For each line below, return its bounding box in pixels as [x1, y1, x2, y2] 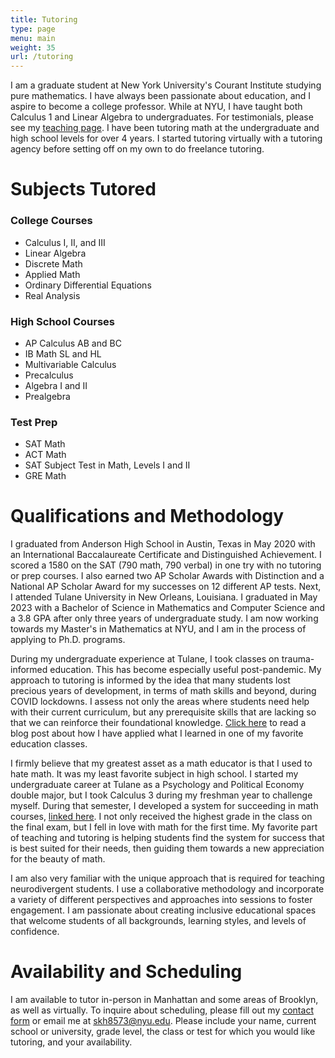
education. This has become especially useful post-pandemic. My [49, 664, 322, 676]
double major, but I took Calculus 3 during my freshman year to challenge [10, 789, 313, 801]
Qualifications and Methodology [10, 505, 285, 528]
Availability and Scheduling [10, 961, 243, 983]
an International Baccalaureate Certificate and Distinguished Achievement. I [10, 549, 322, 561]
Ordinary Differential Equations [24, 279, 152, 291]
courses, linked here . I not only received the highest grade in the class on [10, 811, 313, 823]
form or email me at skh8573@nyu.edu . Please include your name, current [10, 1015, 317, 1027]
